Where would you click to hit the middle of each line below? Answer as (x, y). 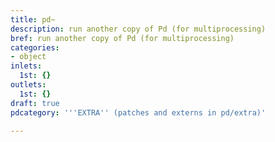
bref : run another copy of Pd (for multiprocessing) (122, 38)
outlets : (28, 85)
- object (28, 57)
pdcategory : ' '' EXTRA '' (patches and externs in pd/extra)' (138, 112)
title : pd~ (33, 19)
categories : (35, 47)
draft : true (35, 103)
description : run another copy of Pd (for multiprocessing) (138, 29)
